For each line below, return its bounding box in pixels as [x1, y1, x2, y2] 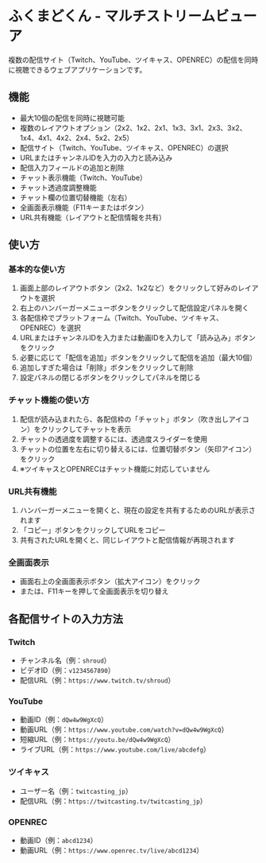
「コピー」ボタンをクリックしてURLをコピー [19, 526, 166, 535]
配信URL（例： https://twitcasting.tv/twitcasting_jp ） [19, 796, 208, 806]
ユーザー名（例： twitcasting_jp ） [19, 786, 133, 795]
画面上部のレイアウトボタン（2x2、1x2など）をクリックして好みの [19, 283, 238, 293]
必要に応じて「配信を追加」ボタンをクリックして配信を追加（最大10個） [19, 353, 256, 363]
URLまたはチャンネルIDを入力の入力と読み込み [19, 153, 173, 162]
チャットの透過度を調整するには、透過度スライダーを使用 [19, 434, 208, 444]
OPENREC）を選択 [19, 323, 82, 332]
